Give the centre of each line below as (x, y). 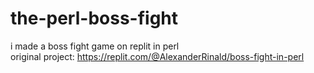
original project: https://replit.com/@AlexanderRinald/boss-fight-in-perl (157, 56)
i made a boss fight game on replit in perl (95, 46)
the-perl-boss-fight (94, 18)
